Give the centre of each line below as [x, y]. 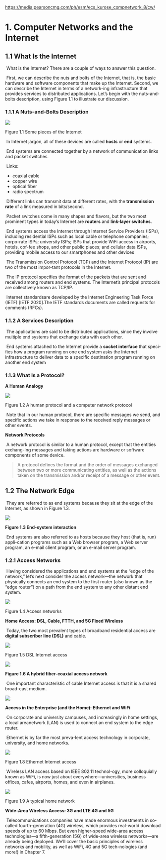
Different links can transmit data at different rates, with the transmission [80, 202]
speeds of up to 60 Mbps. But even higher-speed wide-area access [74, 831]
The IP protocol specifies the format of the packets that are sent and [76, 277]
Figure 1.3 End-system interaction [41, 527]
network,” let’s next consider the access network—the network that [74, 576]
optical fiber [25, 187]
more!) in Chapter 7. [25, 852]
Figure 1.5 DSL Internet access [36, 655]
